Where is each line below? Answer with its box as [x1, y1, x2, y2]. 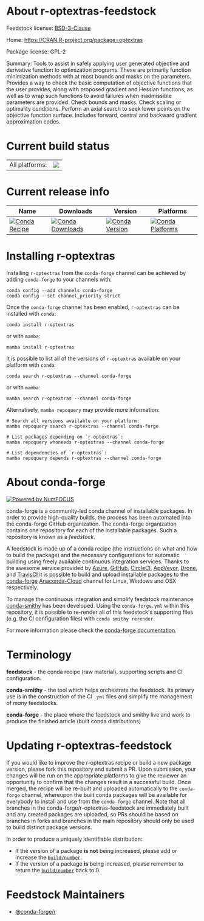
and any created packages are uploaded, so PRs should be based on [6, 810, 178, 818]
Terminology [6, 648, 72, 661]
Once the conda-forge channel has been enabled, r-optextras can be [6, 303, 180, 311]
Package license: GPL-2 [6, 47, 66, 55]
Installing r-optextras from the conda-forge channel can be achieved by [6, 269, 186, 276]
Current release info [6, 185, 110, 199]
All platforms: [9, 160, 47, 169]
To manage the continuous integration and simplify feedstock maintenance [6, 595, 194, 603]
